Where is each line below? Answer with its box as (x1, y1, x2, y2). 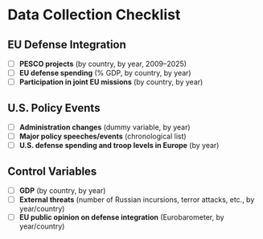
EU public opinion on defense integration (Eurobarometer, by (18, 212, 224, 222)
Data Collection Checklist (7, 6, 181, 24)
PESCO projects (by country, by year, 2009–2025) (18, 59, 187, 68)
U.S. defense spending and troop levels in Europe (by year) (18, 141, 220, 150)
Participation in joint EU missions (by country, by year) (18, 77, 203, 87)
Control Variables (7, 164, 97, 178)
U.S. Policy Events (7, 101, 101, 114)
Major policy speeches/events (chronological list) (18, 131, 187, 142)
